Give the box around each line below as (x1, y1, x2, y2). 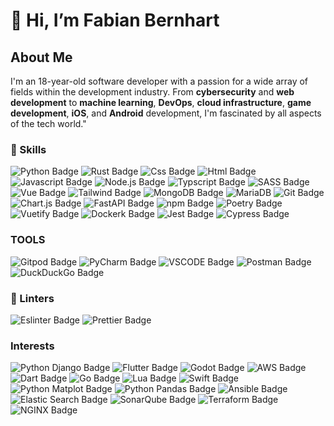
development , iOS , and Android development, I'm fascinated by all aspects (10, 107, 322, 119)
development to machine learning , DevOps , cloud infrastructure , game (10, 97, 312, 108)
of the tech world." (10, 118, 87, 129)
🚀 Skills (10, 142, 47, 156)
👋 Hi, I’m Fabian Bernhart (10, 9, 220, 32)
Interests (10, 339, 55, 353)
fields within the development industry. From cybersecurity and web (10, 86, 295, 98)
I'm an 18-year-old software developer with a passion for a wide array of (10, 75, 309, 87)
